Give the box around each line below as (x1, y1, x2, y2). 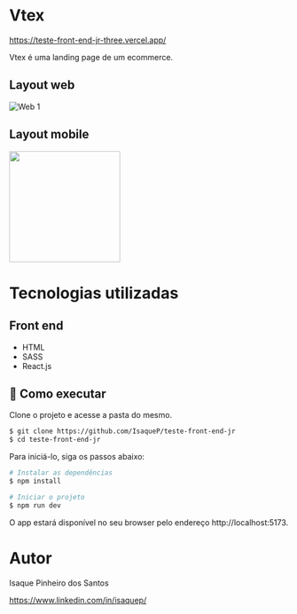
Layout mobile (9, 127, 90, 142)
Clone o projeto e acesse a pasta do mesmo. (9, 410, 173, 421)
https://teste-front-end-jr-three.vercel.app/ (9, 35, 167, 45)
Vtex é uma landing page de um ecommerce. (9, 51, 174, 62)
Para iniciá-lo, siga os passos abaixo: (9, 452, 145, 462)
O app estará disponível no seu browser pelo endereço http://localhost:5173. (9, 516, 289, 528)
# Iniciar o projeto (9, 492, 86, 501)
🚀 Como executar (9, 386, 106, 401)
